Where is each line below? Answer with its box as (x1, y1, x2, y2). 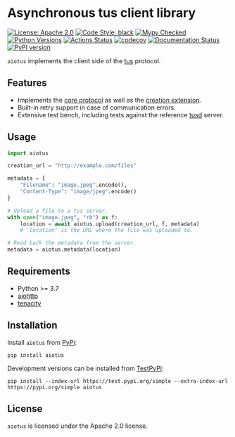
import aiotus (7, 150, 49, 157)
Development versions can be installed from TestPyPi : (7, 364, 164, 372)
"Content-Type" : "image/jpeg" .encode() (20, 188, 137, 195)
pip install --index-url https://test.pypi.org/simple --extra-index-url (7, 377, 229, 384)
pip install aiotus (7, 351, 65, 359)
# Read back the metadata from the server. (7, 240, 137, 247)
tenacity (17, 299, 42, 307)
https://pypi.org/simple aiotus (7, 384, 102, 391)
